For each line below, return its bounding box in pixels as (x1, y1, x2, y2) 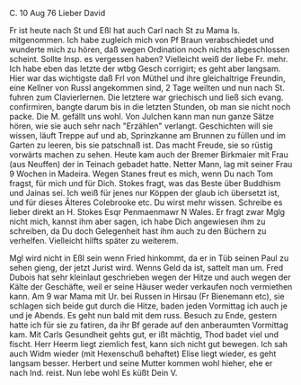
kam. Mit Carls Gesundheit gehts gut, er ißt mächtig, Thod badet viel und (9, 329, 279, 340)
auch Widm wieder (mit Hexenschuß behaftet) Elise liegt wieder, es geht (9, 348, 277, 359)
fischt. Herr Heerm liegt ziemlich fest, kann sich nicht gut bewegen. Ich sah (9, 339, 288, 349)
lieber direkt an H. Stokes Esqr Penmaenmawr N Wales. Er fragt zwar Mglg (9, 207, 286, 217)
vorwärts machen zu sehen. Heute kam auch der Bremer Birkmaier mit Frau (9, 149, 289, 160)
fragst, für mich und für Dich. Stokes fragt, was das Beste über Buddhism (9, 178, 281, 188)
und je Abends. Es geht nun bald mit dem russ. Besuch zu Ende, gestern (9, 310, 278, 320)
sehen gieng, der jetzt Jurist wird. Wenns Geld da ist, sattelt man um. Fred (9, 263, 284, 273)
